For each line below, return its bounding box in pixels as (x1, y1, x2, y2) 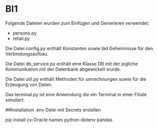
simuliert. (5, 97, 25, 103)
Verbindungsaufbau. (5, 51, 49, 57)
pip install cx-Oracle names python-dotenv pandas (5, 116, 113, 123)
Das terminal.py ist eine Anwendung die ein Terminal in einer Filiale (5, 91, 147, 97)
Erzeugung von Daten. (5, 81, 53, 88)
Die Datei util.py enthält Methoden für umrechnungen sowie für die (5, 76, 147, 82)
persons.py (12, 30, 37, 36)
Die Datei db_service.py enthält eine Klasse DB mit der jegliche (5, 60, 139, 67)
